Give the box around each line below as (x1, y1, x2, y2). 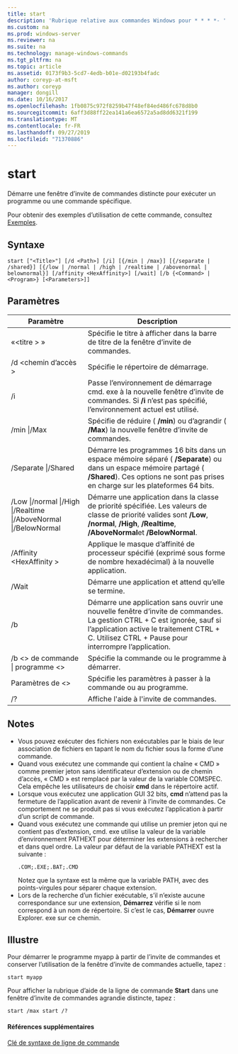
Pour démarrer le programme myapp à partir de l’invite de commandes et (7, 953, 221, 961)
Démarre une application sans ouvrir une (87, 597, 223, 607)
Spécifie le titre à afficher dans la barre (87, 328, 217, 338)
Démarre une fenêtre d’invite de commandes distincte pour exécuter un (7, 189, 216, 198)
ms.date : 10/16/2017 (7, 96, 69, 103)
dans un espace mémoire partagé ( (87, 463, 205, 472)
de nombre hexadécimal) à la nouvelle (87, 557, 215, 567)
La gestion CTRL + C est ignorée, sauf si (87, 615, 222, 625)
